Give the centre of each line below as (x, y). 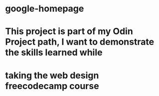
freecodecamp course (52, 86)
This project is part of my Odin (69, 32)
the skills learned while (54, 52)
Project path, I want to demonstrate (80, 42)
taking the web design (52, 75)
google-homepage (45, 9)
